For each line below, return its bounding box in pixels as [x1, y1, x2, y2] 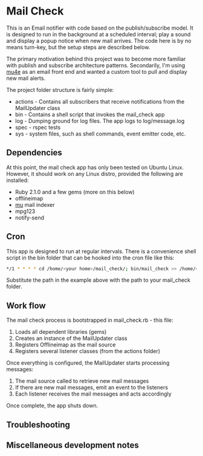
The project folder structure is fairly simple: [6, 86, 114, 93]
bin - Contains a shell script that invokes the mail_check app [14, 111, 165, 118]
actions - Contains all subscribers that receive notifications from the [14, 98, 185, 105]
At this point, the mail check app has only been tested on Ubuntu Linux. [6, 163, 184, 171]
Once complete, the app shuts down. [6, 402, 98, 409]
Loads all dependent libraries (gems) [14, 328, 107, 336]
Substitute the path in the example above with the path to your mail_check [6, 276, 191, 284]
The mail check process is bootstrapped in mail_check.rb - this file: [6, 316, 173, 324]
